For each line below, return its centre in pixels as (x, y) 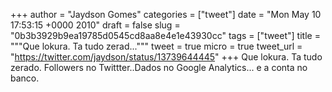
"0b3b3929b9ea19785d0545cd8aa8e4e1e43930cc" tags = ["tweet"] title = (165, 35)
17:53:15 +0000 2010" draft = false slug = (95, 25)
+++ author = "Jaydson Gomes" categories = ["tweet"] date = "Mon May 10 (166, 14)
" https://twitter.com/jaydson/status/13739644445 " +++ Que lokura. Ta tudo (166, 57)
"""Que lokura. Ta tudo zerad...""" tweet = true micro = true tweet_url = (156, 46)
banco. (25, 78)
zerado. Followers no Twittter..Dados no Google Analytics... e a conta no (159, 67)
